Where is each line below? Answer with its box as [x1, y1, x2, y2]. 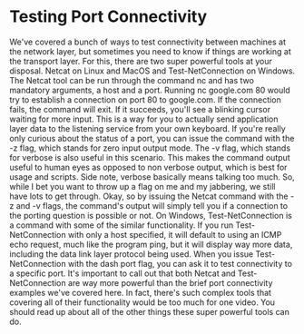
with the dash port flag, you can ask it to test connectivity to [67, 258, 293, 269]
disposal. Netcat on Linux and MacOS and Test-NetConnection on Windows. [9, 65, 296, 76]
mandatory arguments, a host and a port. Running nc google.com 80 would [9, 84, 290, 95]
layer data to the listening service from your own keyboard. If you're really [9, 123, 286, 133]
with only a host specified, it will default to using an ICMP [67, 229, 282, 240]
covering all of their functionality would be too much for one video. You [9, 297, 275, 308]
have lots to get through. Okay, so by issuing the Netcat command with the [9, 191, 289, 201]
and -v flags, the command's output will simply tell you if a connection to [15, 200, 289, 211]
